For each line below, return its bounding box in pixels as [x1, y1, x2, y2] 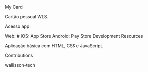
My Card [5, 4, 23, 10]
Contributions [5, 52, 33, 58]
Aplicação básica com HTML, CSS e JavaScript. [5, 43, 103, 49]
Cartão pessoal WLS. [5, 14, 49, 19]
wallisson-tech [5, 62, 36, 68]
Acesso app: [5, 23, 31, 29]
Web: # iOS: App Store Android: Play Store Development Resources [5, 33, 143, 39]
